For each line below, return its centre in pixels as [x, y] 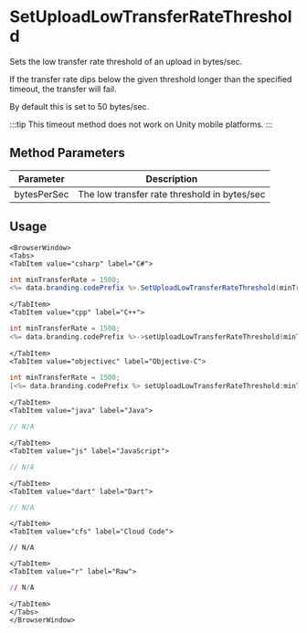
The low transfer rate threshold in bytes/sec [171, 194]
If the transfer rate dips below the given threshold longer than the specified [151, 79]
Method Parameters [67, 153]
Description [172, 178]
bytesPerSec [42, 194]
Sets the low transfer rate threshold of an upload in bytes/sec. [126, 61]
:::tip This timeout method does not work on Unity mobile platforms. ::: [141, 124]
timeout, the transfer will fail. [63, 89]
